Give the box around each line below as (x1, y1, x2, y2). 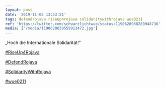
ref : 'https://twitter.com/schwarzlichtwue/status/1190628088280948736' (5, 21, 161, 26)
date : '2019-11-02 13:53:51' (5, 12, 66, 17)
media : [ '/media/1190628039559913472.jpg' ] (5, 26, 98, 31)
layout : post (5, 7, 33, 12)
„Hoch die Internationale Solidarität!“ (5, 39, 81, 45)
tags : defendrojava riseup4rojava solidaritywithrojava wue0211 (5, 16, 143, 21)
